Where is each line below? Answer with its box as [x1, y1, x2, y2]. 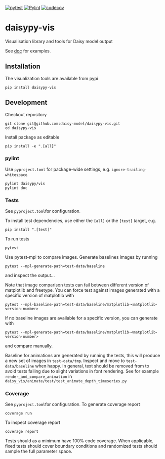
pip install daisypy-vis [5, 85, 56, 90]
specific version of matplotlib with [5, 292, 74, 299]
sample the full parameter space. [5, 448, 73, 455]
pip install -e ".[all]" [5, 143, 56, 148]
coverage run [5, 411, 32, 416]
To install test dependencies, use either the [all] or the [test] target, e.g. [5, 218, 157, 224]
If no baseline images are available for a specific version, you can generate [5, 315, 158, 321]
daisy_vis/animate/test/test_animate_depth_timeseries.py [5, 379, 127, 384]
